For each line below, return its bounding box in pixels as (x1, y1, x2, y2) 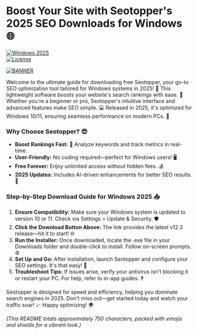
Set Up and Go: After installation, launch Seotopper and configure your (14, 255, 189, 262)
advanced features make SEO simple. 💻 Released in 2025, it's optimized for (6, 104, 193, 111)
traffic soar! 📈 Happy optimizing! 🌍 (6, 301, 94, 309)
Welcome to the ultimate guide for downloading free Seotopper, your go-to (6, 78, 189, 85)
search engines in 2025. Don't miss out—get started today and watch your (6, 294, 189, 301)
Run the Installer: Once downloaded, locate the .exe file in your (14, 236, 170, 243)
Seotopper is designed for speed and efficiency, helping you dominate (6, 288, 178, 296)
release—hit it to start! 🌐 (14, 230, 75, 237)
